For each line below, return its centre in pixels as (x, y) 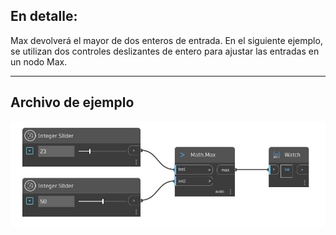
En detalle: (44, 16)
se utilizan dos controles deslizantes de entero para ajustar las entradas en (165, 51)
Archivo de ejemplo (72, 102)
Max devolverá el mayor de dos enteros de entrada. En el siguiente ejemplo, (166, 40)
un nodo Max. (39, 61)
